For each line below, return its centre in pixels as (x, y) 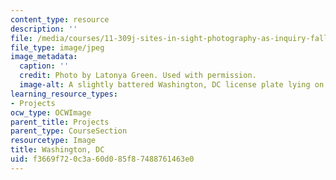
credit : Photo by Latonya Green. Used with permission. (138, 76)
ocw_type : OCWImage (51, 112)
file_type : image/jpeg (57, 47)
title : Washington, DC (57, 150)
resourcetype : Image (53, 141)
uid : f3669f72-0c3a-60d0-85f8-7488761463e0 (102, 159)
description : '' (44, 29)
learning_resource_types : (64, 94)
